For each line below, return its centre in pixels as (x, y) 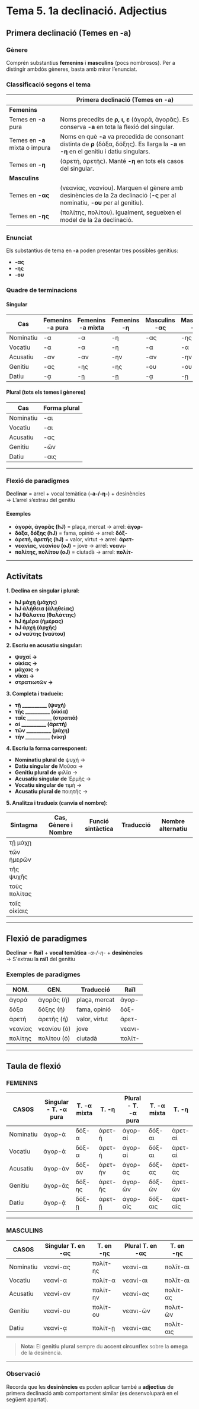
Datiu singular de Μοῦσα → (49, 766)
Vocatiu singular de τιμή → (48, 785)
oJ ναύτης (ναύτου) (40, 634)
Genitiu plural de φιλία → (46, 773)
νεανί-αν (57, 1294)
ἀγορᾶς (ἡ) (54, 1000)
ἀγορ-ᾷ (55, 1203)
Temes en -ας (29, 196)
